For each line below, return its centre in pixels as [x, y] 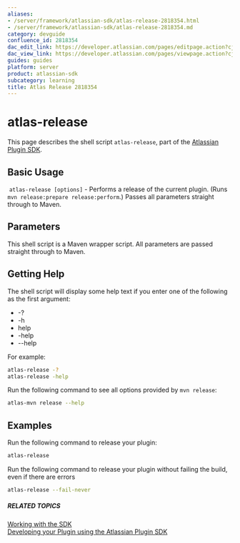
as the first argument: [39, 299]
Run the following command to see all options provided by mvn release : [112, 390]
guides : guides [30, 61]
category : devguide [36, 34]
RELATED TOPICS [34, 506]
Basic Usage [36, 172]
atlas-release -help [38, 376]
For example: [27, 357]
